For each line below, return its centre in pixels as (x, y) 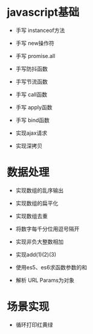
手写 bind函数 (33, 120)
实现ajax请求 (31, 133)
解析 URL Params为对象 (45, 280)
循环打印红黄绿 (34, 324)
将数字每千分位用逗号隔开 (47, 229)
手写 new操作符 (35, 43)
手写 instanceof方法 (40, 30)
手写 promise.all (35, 56)
